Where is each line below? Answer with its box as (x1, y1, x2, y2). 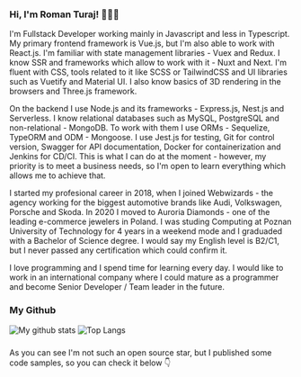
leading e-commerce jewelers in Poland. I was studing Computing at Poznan (9, 216, 292, 228)
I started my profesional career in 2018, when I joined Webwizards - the (9, 188, 274, 199)
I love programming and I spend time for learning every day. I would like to (9, 263, 284, 274)
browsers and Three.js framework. (9, 85, 137, 97)
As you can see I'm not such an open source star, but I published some (9, 346, 272, 358)
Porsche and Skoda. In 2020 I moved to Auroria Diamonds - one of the (9, 207, 270, 218)
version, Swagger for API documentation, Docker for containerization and (9, 141, 281, 152)
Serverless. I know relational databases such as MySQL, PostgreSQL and (9, 112, 280, 124)
